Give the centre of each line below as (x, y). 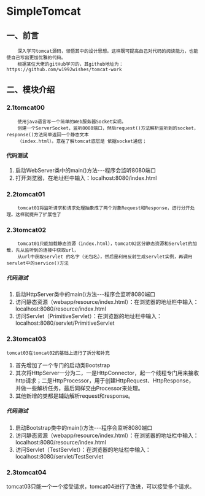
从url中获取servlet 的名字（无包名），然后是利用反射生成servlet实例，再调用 (105, 257)
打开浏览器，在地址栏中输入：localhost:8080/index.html (86, 178)
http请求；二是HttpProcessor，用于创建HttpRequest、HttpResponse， (105, 380)
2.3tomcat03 (26, 339)
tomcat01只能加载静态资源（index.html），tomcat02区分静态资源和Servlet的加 (107, 244)
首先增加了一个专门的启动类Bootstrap (63, 365)
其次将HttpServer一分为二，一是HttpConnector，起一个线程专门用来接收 (107, 373)
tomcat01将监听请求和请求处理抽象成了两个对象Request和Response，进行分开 (104, 208)
